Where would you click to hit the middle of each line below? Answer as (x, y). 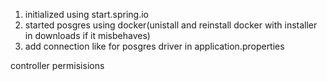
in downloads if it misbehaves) (87, 35)
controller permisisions (57, 65)
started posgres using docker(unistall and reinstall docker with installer (171, 25)
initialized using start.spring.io (86, 14)
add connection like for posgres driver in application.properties (154, 46)
